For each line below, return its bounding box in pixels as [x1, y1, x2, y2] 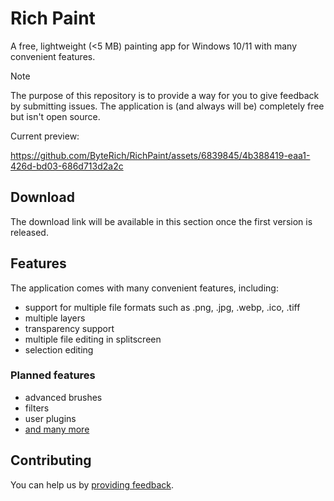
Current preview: [10, 130, 80, 142]
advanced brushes [24, 391, 103, 403]
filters [24, 402, 50, 414]
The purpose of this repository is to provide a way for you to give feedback [10, 89, 320, 101]
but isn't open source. [10, 110, 101, 122]
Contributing [10, 452, 92, 469]
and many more [24, 423, 90, 435]
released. [10, 226, 49, 238]
